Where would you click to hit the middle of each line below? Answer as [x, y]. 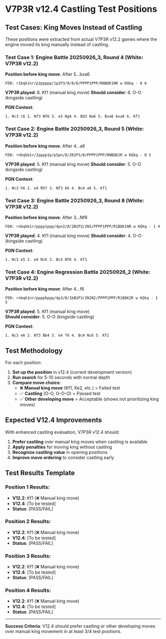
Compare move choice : [37, 383]
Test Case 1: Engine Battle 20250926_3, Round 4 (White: [74, 57]
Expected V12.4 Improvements [54, 420]
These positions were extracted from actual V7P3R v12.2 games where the [81, 39]
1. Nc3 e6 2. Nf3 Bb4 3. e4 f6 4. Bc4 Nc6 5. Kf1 [57, 336]
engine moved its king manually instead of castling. [57, 45]
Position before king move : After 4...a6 [45, 146]
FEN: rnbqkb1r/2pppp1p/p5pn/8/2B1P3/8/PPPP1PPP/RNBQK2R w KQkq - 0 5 [78, 155]
